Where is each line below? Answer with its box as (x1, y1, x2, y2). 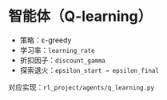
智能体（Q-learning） (8, 7, 153, 26)
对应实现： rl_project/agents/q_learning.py (8, 82, 154, 92)
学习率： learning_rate (19, 45, 95, 54)
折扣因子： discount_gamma (19, 55, 106, 65)
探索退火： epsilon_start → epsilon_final (19, 65, 160, 74)
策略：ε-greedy (19, 35, 72, 45)
